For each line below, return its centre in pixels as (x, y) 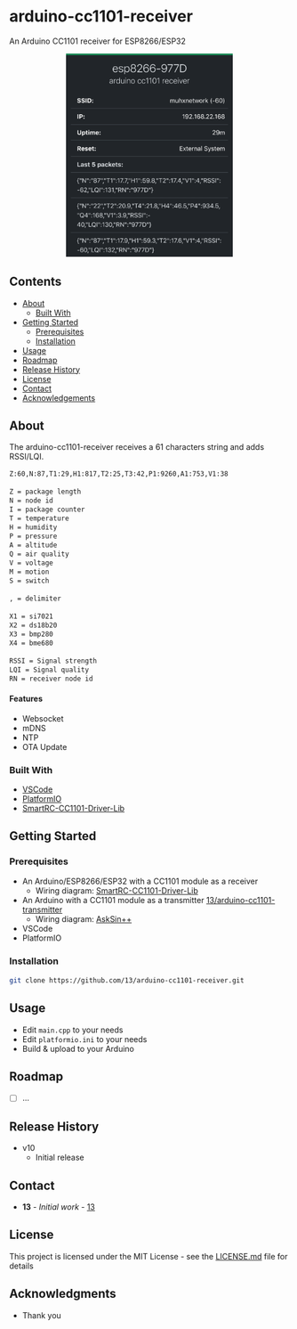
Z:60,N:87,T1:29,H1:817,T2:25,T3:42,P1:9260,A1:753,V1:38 (119, 474)
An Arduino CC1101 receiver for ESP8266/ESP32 (98, 41)
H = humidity (33, 527)
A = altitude (33, 545)
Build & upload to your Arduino (78, 1048)
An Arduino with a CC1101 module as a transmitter (113, 900)
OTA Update (44, 746)
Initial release (60, 1158)
